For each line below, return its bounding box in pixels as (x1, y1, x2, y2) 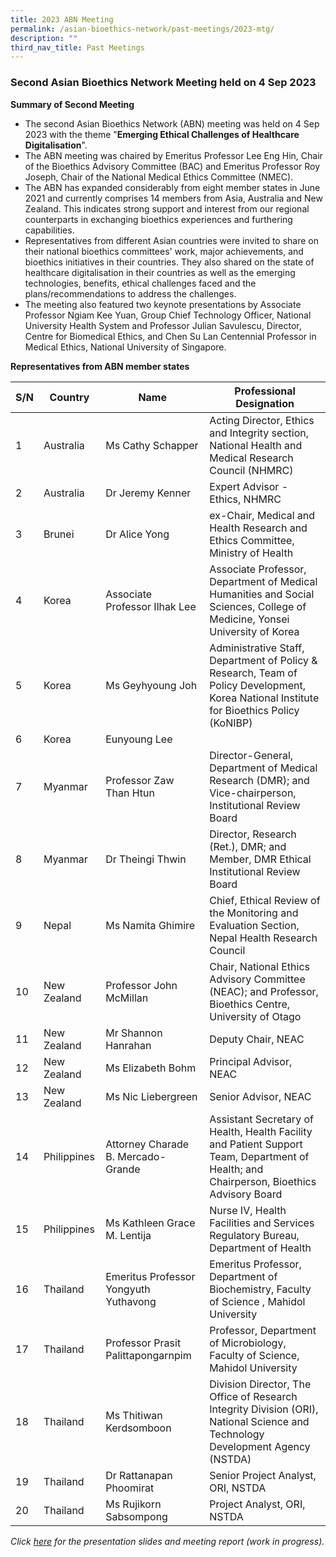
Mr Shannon (105, 1026, 163, 1040)
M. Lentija (105, 1228, 152, 1242)
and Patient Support (209, 1137, 303, 1151)
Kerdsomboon (105, 1421, 172, 1435)
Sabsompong (105, 1509, 168, 1523)
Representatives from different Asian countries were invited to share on (24, 234, 320, 246)
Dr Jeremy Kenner (105, 486, 192, 500)
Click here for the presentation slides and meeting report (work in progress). (10, 1535, 325, 1547)
